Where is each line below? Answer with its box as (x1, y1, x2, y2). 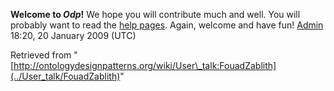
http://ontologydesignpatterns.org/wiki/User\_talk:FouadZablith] (13, 60, 277, 71)
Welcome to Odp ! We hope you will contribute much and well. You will (10, 9, 301, 20)
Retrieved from (10, 49, 72, 61)
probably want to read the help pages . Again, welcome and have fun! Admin (10, 19, 324, 31)
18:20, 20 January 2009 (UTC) (10, 30, 137, 41)
